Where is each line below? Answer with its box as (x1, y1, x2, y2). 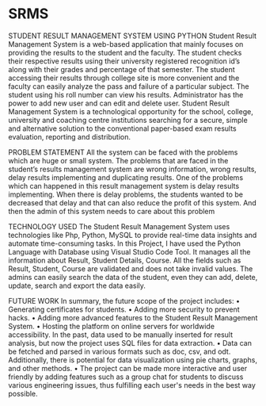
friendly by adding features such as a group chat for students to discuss (8, 372, 244, 381)
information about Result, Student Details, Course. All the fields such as (8, 255, 241, 265)
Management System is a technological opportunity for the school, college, (8, 106, 253, 116)
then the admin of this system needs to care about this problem (8, 206, 215, 216)
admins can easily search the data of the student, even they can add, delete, (8, 272, 258, 282)
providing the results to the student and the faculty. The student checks (8, 48, 242, 57)
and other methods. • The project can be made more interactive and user (8, 363, 248, 373)
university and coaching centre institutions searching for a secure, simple (8, 115, 248, 124)
